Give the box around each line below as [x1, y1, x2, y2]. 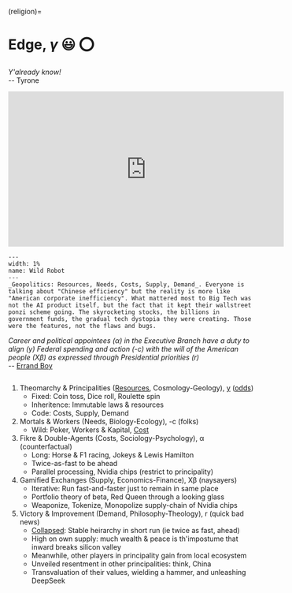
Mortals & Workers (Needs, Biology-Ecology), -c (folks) [19, 416, 199, 426]
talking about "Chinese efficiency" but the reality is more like [8, 287, 231, 295]
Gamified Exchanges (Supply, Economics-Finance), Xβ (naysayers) [19, 475, 238, 484]
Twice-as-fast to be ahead [31, 458, 118, 468]
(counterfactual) [19, 442, 72, 451]
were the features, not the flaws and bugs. [8, 322, 157, 330]
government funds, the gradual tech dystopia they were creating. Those [8, 315, 252, 323]
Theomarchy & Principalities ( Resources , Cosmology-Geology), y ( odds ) [19, 382, 254, 393]
